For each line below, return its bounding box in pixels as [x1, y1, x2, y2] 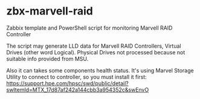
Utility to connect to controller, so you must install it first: [6, 73, 147, 80]
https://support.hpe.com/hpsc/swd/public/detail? [6, 80, 129, 87]
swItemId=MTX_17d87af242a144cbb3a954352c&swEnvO [6, 86, 149, 93]
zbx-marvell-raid [6, 4, 94, 18]
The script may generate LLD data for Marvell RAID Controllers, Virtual [6, 42, 181, 49]
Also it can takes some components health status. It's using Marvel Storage [6, 66, 195, 74]
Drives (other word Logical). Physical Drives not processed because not [6, 48, 185, 56]
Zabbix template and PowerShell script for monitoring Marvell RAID [6, 24, 173, 31]
